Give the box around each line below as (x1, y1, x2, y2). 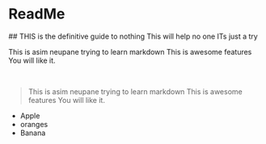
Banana (19, 128, 46, 138)
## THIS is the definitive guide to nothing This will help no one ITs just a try (8, 31, 259, 41)
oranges (19, 119, 49, 129)
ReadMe (8, 5, 65, 23)
